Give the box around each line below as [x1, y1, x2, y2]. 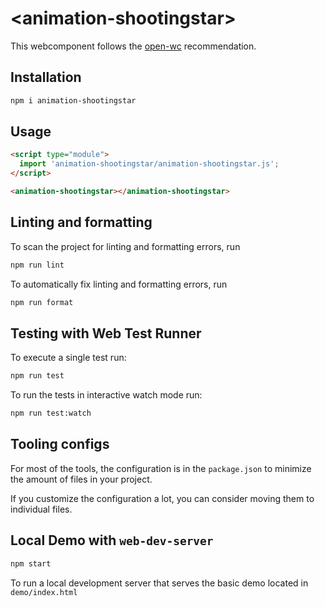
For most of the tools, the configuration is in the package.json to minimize [10, 462, 312, 474]
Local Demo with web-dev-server [10, 532, 214, 549]
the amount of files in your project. [10, 473, 153, 485]
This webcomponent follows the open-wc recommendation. [10, 40, 257, 52]
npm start [10, 558, 52, 569]
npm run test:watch [10, 408, 92, 419]
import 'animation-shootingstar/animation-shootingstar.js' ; [19, 159, 280, 169]
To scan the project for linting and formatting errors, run [10, 240, 241, 252]
